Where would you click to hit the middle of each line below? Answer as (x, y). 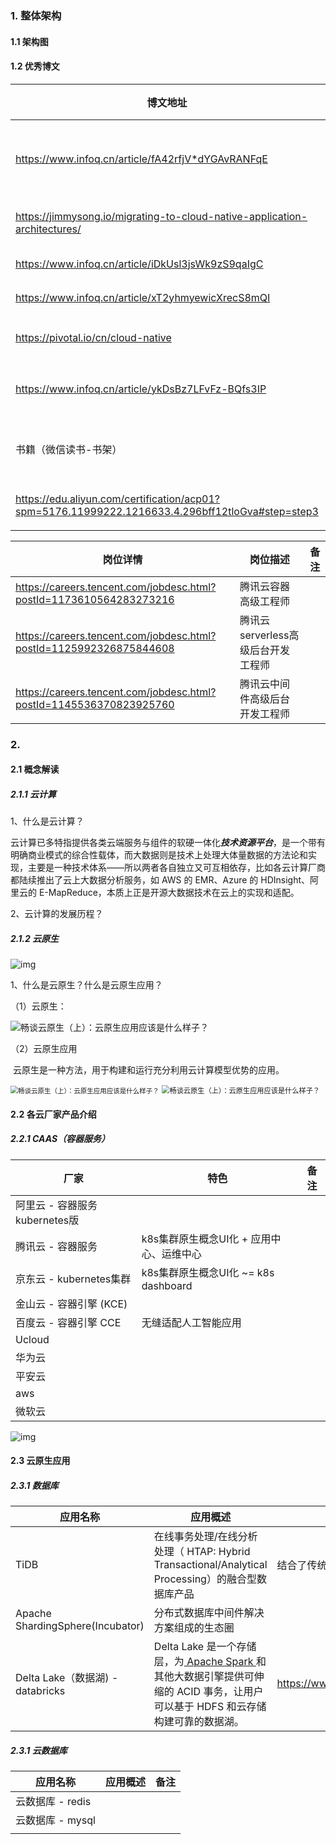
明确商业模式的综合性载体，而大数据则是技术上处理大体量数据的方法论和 (159, 855)
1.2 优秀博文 (35, 66)
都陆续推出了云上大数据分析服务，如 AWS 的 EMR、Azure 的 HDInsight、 (160, 880)
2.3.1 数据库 (34, 1485)
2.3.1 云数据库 (39, 1750)
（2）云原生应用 (44, 1049)
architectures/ (48, 229)
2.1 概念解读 (35, 769)
